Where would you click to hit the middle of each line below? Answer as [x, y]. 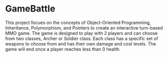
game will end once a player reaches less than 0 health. [63, 49]
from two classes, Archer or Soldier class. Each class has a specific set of [82, 38]
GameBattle [30, 9]
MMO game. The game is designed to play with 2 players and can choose [81, 33]
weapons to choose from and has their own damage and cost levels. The [81, 43]
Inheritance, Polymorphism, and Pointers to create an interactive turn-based [84, 27]
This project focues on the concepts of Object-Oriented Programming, [78, 22]
